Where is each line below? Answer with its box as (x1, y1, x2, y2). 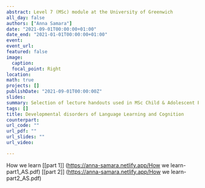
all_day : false (6, 15, 45, 21)
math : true (6, 77, 34, 83)
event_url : (6, 43, 34, 49)
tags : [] (6, 105, 29, 112)
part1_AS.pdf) (6, 168, 41, 175)
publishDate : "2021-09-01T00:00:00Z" (6, 89, 103, 95)
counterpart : (6, 117, 40, 123)
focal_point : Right (12, 65, 62, 72)
